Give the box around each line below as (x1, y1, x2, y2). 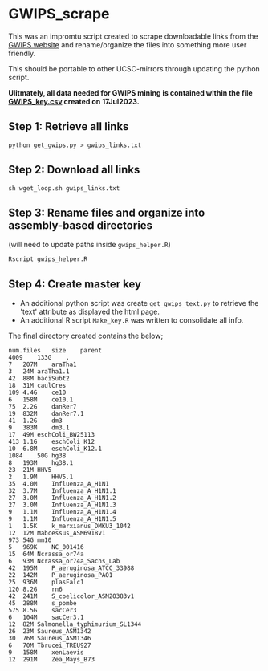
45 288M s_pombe (8, 600, 78, 608)
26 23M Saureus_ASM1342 (8, 628, 91, 636)
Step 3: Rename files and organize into (8, 205, 205, 219)
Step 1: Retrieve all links (8, 120, 129, 133)
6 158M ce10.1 (8, 396, 74, 404)
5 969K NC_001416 (8, 543, 84, 551)
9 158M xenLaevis (8, 649, 84, 657)
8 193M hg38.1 (8, 459, 74, 467)
